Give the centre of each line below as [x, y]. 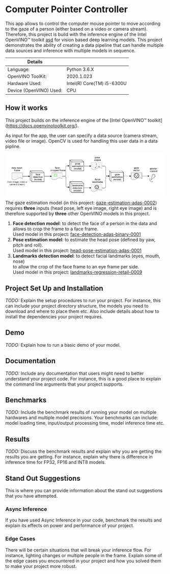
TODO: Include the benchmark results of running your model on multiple [81, 412]
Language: [19, 69]
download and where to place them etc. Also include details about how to [82, 311]
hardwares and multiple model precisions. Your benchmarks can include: [82, 418]
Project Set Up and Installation [54, 288]
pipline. [13, 146]
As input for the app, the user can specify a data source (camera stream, [81, 135]
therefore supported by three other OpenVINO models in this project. [78, 214]
